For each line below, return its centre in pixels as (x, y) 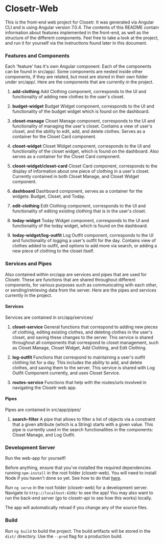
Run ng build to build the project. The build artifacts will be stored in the (78, 531)
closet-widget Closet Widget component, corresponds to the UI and (81, 146)
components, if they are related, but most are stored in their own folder (77, 77)
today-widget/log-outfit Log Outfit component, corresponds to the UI (83, 235)
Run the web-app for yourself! (35, 458)
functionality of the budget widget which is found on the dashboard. (81, 111)
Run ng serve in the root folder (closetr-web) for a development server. (77, 488)
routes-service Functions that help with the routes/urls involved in (79, 382)
